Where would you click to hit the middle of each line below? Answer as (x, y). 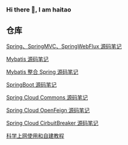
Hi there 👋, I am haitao (39, 10)
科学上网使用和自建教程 (35, 135)
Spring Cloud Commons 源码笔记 (47, 97)
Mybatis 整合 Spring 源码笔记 (42, 72)
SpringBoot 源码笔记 (32, 84)
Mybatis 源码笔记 (28, 59)
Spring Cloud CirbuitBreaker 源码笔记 (52, 123)
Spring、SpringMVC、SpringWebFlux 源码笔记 (64, 46)
